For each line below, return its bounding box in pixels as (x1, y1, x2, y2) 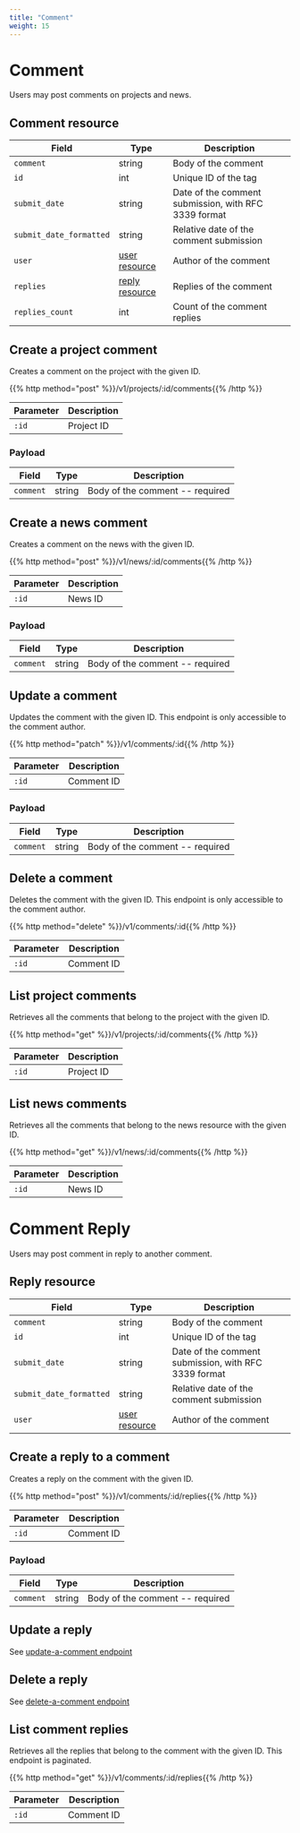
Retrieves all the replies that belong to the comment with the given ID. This (9, 1745, 283, 1756)
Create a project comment (9, 342, 158, 357)
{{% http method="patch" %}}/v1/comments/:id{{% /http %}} (9, 739, 235, 749)
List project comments (9, 988, 137, 1003)
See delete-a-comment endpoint (9, 1696, 129, 1707)
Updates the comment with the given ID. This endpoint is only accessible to (9, 712, 287, 723)
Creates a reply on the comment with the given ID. (9, 1473, 194, 1484)
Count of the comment (172, 301, 268, 313)
